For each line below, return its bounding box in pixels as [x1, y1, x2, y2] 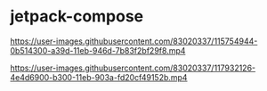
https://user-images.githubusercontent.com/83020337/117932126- [10, 62, 256, 73]
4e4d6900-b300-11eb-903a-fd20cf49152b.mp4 [10, 71, 188, 82]
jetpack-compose [10, 6, 144, 27]
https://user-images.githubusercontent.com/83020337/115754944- [10, 36, 258, 46]
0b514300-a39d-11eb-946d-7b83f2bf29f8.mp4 [10, 45, 186, 55]
